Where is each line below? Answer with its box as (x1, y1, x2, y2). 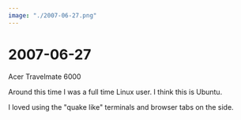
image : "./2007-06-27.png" (8, 11, 97, 20)
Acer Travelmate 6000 (8, 72, 81, 81)
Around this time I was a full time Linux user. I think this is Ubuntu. (8, 87, 223, 96)
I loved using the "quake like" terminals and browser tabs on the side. (8, 102, 235, 111)
